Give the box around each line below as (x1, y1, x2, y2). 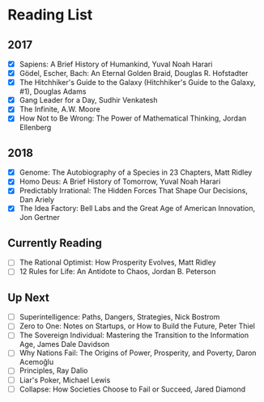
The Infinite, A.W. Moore (19, 104, 100, 114)
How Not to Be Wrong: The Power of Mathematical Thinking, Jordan (19, 113, 247, 123)
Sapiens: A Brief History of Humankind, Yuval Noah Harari (19, 59, 213, 69)
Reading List (7, 6, 93, 24)
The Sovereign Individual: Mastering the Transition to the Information (19, 330, 249, 341)
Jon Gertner (19, 213, 60, 222)
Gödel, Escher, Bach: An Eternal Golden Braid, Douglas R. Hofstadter (19, 69, 249, 78)
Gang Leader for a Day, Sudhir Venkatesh (19, 95, 158, 105)
